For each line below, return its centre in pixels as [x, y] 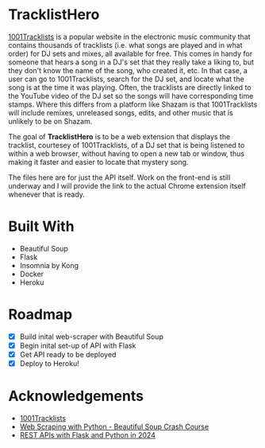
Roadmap [40, 315]
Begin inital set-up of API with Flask [78, 345]
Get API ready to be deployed [68, 354]
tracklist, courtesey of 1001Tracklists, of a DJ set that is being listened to [127, 145]
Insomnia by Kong [49, 265]
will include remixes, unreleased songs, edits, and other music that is [121, 112]
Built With [41, 226]
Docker [32, 274]
